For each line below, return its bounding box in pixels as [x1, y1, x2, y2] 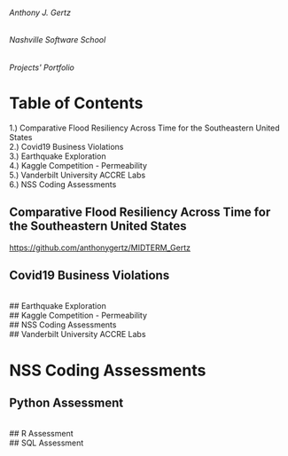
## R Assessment [9, 428, 74, 439]
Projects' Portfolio [9, 62, 75, 73]
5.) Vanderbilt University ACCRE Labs [9, 169, 146, 180]
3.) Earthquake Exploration [9, 151, 106, 161]
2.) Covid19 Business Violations [9, 141, 124, 152]
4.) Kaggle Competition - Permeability [9, 160, 148, 170]
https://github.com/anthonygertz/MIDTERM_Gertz [9, 242, 191, 253]
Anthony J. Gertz [9, 7, 71, 18]
